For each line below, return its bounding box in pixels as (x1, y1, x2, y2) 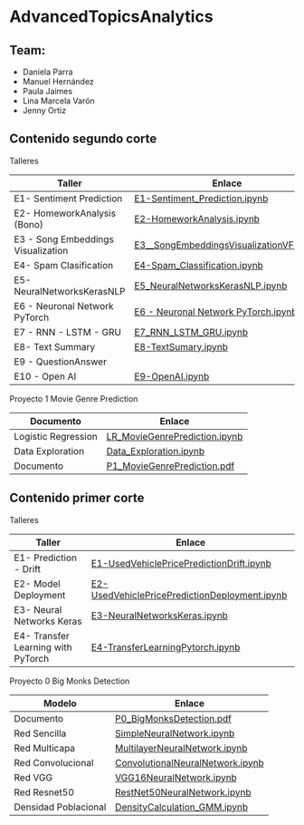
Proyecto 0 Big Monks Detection (9, 675, 130, 686)
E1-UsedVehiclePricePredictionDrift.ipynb (90, 557, 271, 569)
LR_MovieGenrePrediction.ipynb (106, 430, 243, 442)
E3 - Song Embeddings (14, 233, 115, 246)
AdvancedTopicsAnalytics (9, 6, 214, 27)
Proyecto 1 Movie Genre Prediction (9, 393, 138, 404)
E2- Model (14, 577, 61, 590)
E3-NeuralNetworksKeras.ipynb (90, 609, 229, 622)
